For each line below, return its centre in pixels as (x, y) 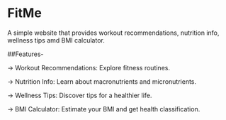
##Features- (26, 54)
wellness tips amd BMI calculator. (56, 40)
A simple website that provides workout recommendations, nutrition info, (113, 33)
